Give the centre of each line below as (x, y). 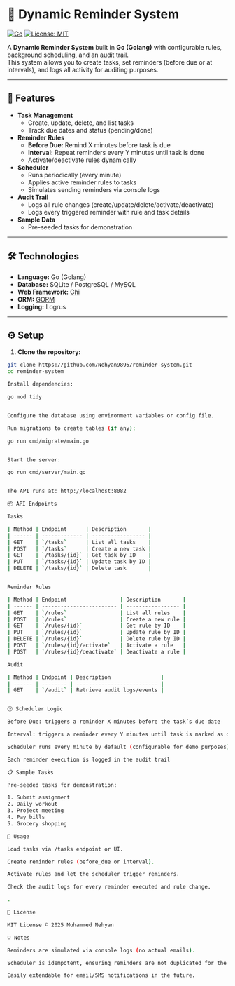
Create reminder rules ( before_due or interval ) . (81, 862)
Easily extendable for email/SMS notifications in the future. (101, 975)
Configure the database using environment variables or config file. (111, 416)
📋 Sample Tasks (30, 772)
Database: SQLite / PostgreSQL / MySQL (77, 284)
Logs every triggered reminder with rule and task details (109, 212)
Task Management (45, 115)
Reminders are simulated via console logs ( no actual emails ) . (101, 950)
